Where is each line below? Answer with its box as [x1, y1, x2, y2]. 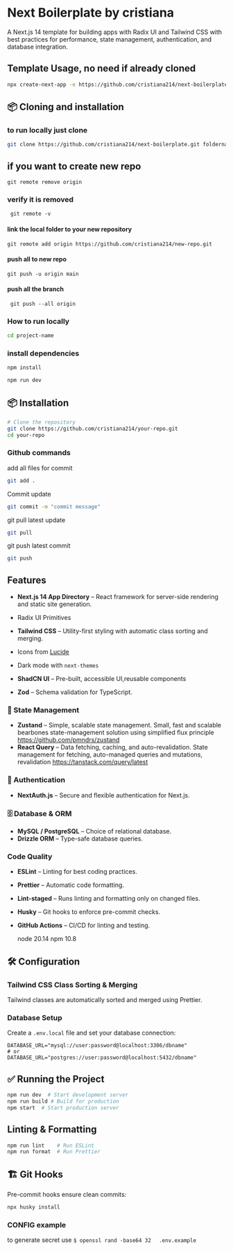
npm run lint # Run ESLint [7, 1142, 95, 1149]
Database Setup [7, 1012, 62, 1022]
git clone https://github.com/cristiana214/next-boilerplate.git [7, 141, 200, 148]
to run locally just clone [7, 125, 88, 135]
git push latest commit [7, 542, 71, 550]
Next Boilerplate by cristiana [7, 5, 175, 21]
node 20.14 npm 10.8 [17, 935, 77, 943]
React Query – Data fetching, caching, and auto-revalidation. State [17, 743, 208, 752]
